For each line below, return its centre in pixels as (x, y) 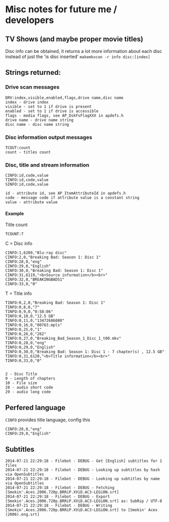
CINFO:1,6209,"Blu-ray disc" (36, 253)
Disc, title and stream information (47, 165)
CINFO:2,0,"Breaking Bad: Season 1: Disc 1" (53, 257)
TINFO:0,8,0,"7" (22, 307)
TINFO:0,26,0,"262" (26, 334)
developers (30, 20)
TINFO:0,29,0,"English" (30, 347)
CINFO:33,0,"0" (21, 284)
